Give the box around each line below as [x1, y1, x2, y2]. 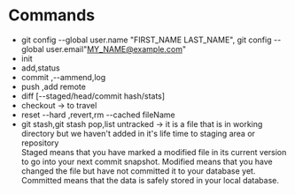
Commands [8, 5, 96, 26]
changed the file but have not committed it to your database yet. [20, 165, 256, 176]
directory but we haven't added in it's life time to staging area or [20, 128, 256, 138]
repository [20, 138, 59, 148]
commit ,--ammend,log [20, 71, 106, 82]
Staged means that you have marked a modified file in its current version [20, 146, 287, 157]
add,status [20, 63, 60, 73]
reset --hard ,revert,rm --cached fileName [20, 109, 175, 120]
